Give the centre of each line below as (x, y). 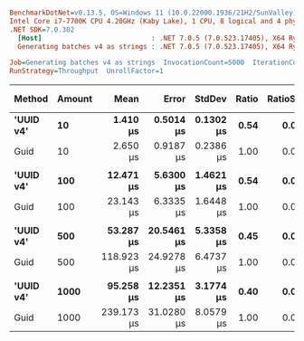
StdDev (211, 99)
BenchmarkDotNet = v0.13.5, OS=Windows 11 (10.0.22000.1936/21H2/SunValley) (153, 13)
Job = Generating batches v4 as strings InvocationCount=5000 (127, 63)
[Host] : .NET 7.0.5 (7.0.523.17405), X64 (151, 38)
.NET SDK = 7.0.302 (42, 29)
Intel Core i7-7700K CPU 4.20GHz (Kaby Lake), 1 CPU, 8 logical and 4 (145, 21)
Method (31, 99)
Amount (75, 99)
